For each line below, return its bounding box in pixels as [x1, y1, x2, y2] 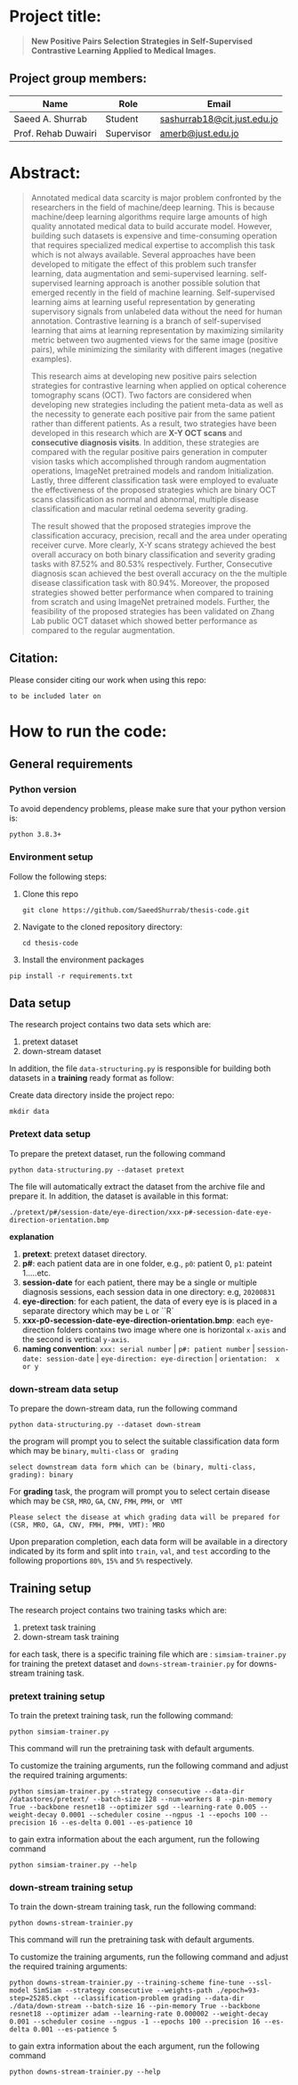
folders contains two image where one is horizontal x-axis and [56, 1324, 286, 1335]
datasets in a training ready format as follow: [9, 1073, 174, 1084]
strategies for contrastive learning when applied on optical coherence [30, 380, 287, 391]
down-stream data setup [9, 1382, 119, 1395]
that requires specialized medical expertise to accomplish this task [30, 239, 276, 251]
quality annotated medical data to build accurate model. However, [30, 220, 273, 231]
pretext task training [21, 1621, 96, 1633]
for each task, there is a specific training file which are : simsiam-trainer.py [9, 1648, 286, 1660]
